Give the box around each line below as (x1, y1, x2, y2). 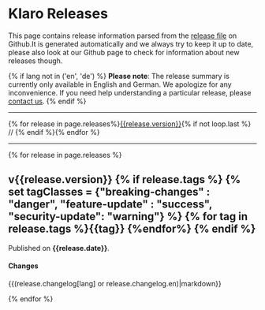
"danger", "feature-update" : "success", (8, 198, 213, 211)
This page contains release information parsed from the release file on (8, 31, 237, 40)
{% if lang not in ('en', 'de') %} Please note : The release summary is (8, 71, 230, 80)
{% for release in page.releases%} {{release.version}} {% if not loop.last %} (8, 119, 252, 129)
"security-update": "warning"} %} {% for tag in (8, 210, 248, 223)
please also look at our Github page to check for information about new (8, 47, 240, 57)
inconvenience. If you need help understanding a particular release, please (8, 88, 252, 97)
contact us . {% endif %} (8, 96, 87, 106)
